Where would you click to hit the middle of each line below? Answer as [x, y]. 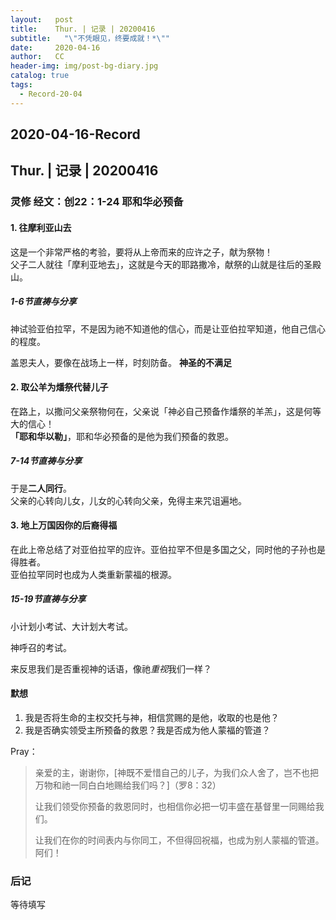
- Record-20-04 [51, 94]
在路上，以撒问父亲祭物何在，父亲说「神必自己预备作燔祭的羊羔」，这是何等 [166, 411]
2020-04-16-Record [75, 134]
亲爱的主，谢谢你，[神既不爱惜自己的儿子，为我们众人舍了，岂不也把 [176, 773]
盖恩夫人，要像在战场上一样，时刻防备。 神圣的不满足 [121, 362]
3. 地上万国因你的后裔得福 [64, 525]
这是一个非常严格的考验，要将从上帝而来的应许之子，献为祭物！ [141, 252]
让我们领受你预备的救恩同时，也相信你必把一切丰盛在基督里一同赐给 [175, 807]
